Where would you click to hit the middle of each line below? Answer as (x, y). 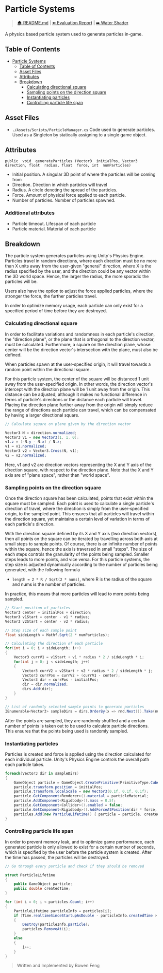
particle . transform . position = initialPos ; (58, 787)
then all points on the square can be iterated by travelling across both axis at (81, 539)
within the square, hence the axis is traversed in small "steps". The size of (79, 549)
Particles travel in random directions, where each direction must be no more (81, 261)
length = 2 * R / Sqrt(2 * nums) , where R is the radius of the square (82, 579)
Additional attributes (30, 213)
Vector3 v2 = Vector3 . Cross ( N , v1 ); (42, 451)
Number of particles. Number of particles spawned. (64, 200)
